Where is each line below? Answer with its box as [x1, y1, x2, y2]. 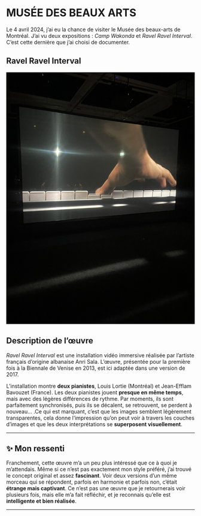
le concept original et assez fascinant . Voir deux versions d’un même [6, 472, 178, 479]
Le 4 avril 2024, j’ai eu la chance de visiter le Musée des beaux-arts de [6, 26, 181, 33]
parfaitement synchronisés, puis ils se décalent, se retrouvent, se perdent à [6, 402, 193, 409]
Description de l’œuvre [6, 336, 94, 346]
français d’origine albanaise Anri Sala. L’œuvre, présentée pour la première [6, 358, 190, 365]
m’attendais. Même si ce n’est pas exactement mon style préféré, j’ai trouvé [6, 466, 192, 473]
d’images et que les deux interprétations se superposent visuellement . [6, 420, 182, 428]
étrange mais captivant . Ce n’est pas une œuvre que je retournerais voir [6, 485, 185, 492]
